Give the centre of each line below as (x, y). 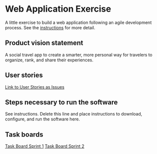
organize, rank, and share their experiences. (49, 60)
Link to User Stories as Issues (35, 87)
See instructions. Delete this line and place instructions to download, (74, 114)
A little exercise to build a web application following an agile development (78, 22)
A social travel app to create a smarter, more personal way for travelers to (79, 55)
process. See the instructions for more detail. (50, 27)
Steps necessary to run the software (61, 102)
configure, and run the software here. (43, 119)
